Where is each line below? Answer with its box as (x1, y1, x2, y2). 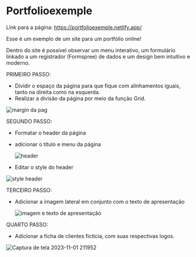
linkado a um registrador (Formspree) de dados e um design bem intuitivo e (6, 53, 191, 60)
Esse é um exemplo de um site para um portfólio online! (6, 35, 142, 42)
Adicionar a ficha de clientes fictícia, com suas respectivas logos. (14, 232, 175, 239)
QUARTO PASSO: (6, 221, 49, 228)
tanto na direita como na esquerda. (14, 88, 101, 95)
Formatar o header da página (14, 129, 86, 136)
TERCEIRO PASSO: (6, 187, 52, 194)
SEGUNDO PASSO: (6, 117, 52, 125)
